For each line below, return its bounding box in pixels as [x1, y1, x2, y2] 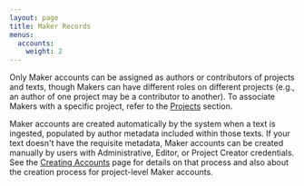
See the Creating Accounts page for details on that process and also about [9, 157, 289, 168]
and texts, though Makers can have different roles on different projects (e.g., [9, 82, 295, 93]
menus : [9, 30, 34, 39]
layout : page [9, 13, 59, 23]
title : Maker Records [9, 22, 92, 31]
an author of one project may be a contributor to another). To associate [9, 92, 275, 103]
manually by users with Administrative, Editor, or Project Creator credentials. [9, 147, 295, 159]
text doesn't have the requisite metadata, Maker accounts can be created [9, 138, 284, 149]
